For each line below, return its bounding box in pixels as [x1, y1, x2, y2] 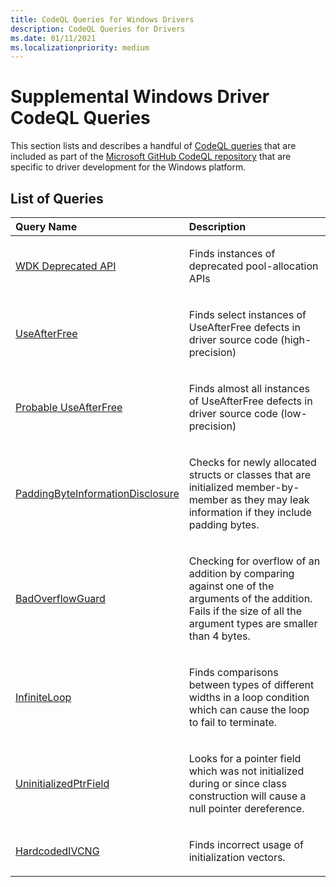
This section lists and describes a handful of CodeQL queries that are [10, 140, 297, 152]
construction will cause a [188, 789, 307, 803]
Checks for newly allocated [188, 456, 317, 469]
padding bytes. [188, 518, 260, 531]
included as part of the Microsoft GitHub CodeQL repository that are [10, 151, 292, 163]
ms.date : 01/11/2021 [10, 33, 97, 43]
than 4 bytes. [188, 629, 251, 643]
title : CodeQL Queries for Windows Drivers [10, 14, 195, 25]
